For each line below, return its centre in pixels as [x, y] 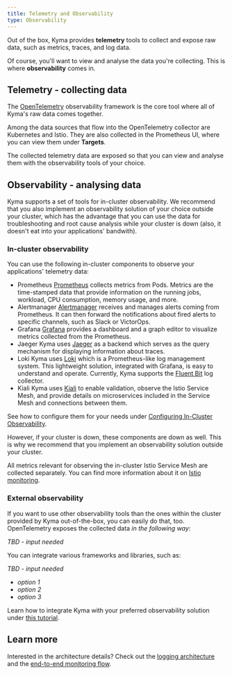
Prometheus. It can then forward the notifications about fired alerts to [117, 315]
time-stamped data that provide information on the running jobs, [109, 292]
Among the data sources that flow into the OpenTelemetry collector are [109, 127]
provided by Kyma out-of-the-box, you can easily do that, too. [96, 521]
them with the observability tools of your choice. [76, 163]
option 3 [29, 597]
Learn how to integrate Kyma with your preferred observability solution [108, 610]
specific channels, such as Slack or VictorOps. [84, 322]
